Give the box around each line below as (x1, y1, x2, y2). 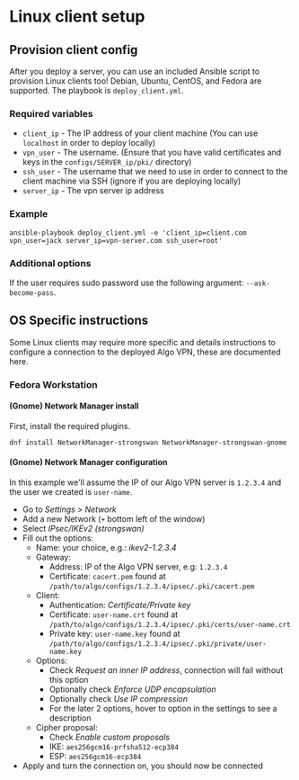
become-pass (9, 288, 54, 298)
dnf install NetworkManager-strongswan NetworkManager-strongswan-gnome (9, 438, 287, 447)
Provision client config (9, 42, 138, 58)
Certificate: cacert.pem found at (48, 571, 166, 582)
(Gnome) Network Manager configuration (9, 457, 168, 468)
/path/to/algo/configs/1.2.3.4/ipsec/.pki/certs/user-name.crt (48, 621, 291, 630)
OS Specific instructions (9, 313, 149, 328)
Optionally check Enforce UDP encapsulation (48, 684, 217, 695)
